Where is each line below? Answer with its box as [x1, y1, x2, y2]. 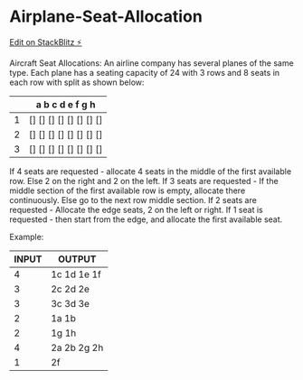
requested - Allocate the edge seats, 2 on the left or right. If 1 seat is [9, 204, 264, 215]
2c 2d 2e [51, 283, 90, 295]
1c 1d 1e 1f [51, 268, 102, 281]
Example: [9, 231, 44, 242]
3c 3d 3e [51, 297, 90, 310]
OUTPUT [57, 253, 97, 265]
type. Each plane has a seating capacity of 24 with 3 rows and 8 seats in [9, 67, 280, 78]
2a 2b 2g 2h [51, 341, 104, 354]
